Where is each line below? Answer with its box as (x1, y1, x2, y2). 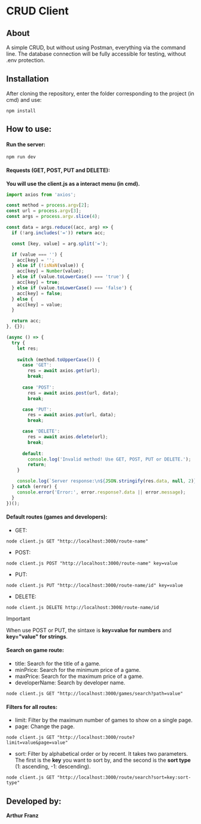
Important (6, 615, 31, 622)
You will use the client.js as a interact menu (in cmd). (6, 180, 141, 187)
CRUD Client (6, 4, 69, 18)
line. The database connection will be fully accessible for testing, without (6, 50, 187, 57)
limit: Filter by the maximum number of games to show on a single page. (14, 717, 193, 724)
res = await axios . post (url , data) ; (28, 390, 119, 396)
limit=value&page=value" (6, 740, 68, 746)
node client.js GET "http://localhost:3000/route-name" (6, 538, 148, 544)
